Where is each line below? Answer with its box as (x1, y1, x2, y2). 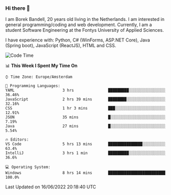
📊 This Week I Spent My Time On (5, 62, 78, 69)
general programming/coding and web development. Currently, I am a (5, 21, 152, 28)
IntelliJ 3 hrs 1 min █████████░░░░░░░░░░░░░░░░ (5, 150, 166, 156)
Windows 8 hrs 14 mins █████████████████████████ (5, 170, 166, 176)
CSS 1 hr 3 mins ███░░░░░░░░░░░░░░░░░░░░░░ (5, 106, 166, 111)
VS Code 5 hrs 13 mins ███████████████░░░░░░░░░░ (5, 142, 166, 147)
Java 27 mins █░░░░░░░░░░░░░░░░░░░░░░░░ (5, 124, 166, 129)
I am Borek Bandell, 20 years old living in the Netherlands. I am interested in (5, 16, 165, 23)
